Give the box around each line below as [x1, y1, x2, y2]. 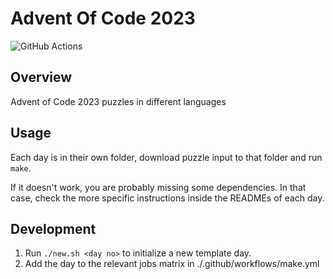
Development [10, 220, 97, 237]
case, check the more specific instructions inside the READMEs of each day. [10, 192, 325, 204]
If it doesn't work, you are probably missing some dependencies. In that [10, 181, 307, 193]
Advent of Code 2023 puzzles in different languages [10, 95, 227, 107]
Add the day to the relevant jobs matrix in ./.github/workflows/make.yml [24, 258, 320, 270]
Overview [10, 69, 73, 86]
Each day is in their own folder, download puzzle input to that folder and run [10, 151, 323, 163]
